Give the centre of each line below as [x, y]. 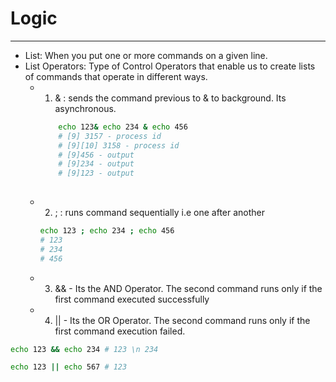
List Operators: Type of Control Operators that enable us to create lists [170, 66]
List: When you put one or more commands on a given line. [146, 55]
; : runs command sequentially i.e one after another [160, 213]
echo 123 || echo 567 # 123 [69, 367]
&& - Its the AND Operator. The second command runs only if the [188, 288]
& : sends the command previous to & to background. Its [170, 98]
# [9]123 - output [96, 173]
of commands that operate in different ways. [116, 76]
